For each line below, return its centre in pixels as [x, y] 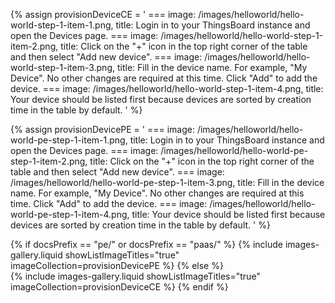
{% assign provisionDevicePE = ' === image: [102, 129]
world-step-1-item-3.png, [63, 67]
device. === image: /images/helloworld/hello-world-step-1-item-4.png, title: [167, 88]
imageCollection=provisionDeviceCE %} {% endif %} [119, 287]
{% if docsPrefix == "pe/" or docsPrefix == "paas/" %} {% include [146, 244]
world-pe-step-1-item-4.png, [70, 214]
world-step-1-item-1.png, [62, 25]
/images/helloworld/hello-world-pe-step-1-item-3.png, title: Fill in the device [167, 182]
